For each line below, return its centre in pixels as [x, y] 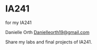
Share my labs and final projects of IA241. [49, 42]
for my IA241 [19, 22]
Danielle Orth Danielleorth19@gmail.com [47, 32]
